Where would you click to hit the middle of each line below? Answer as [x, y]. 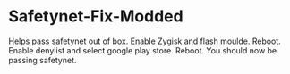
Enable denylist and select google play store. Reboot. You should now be [143, 50]
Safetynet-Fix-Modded [96, 16]
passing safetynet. [43, 60]
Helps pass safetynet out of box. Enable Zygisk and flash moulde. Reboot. [145, 41]
